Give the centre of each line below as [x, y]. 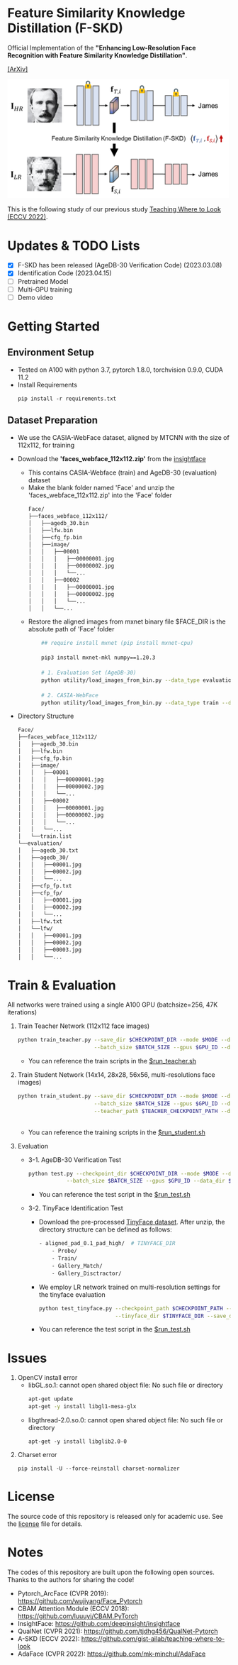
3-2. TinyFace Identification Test [75, 1208]
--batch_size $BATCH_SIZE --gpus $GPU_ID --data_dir [146, 1181]
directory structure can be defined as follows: [105, 1229]
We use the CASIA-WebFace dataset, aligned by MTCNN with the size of [124, 437]
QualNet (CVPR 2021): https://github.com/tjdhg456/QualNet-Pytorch [118, 1631]
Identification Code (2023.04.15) [64, 273]
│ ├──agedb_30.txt [48, 851]
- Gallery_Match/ [77, 1266]
